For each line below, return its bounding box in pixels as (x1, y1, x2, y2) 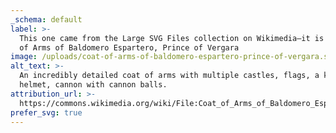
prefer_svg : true (10, 107, 83, 118)
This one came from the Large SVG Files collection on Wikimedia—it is (19, 33, 325, 43)
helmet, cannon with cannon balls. (19, 80, 168, 90)
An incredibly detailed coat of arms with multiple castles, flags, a (19, 71, 320, 81)
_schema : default (10, 14, 83, 25)
